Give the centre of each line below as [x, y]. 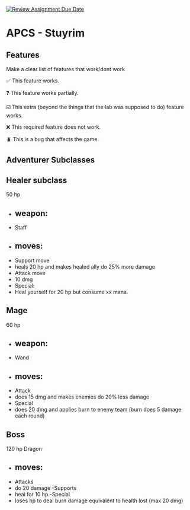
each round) [30, 416]
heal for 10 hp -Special [42, 494]
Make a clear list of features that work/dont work [66, 69]
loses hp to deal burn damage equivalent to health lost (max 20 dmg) [99, 501]
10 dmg [24, 279]
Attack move [30, 273]
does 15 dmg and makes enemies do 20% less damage [82, 397]
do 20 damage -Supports [46, 488]
